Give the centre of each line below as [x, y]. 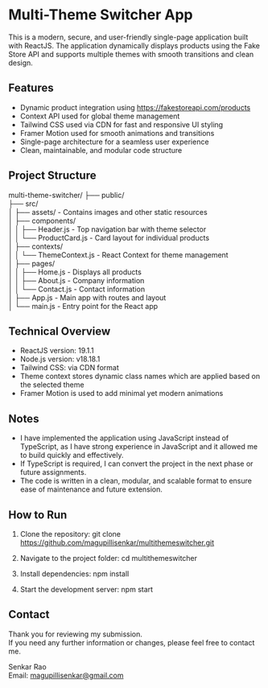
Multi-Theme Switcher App [101, 15]
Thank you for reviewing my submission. [76, 634]
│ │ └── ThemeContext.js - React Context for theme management [118, 254]
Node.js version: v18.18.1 [60, 359]
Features [31, 88]
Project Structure [52, 176]
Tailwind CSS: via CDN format [69, 368]
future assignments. [53, 472]
